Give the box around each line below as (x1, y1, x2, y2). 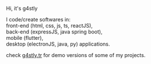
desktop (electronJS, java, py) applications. (6, 40, 110, 47)
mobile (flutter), (6, 35, 44, 41)
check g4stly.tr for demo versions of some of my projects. (6, 52, 146, 58)
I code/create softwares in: (6, 16, 71, 22)
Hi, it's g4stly (6, 5, 38, 12)
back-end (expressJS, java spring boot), (6, 28, 103, 35)
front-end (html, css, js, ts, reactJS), (6, 22, 93, 29)
